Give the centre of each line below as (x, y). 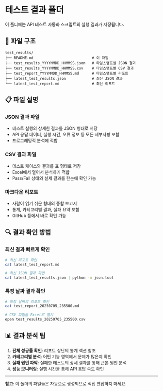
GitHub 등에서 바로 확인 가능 (39, 216)
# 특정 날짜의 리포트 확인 (27, 302)
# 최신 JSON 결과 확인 (25, 273)
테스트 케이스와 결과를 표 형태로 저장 (46, 166)
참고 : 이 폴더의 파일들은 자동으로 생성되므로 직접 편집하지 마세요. (66, 383)
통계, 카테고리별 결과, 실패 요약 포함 (46, 210)
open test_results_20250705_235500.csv (45, 320)
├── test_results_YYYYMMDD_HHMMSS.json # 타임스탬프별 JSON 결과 (71, 63)
